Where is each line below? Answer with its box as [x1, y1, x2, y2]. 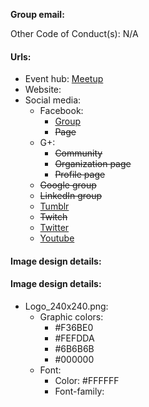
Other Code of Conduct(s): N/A [10, 28, 139, 39]
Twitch [39, 211, 68, 223]
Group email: [10, 9, 65, 20]
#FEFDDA [54, 332, 95, 344]
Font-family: [54, 385, 105, 397]
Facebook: [39, 105, 84, 117]
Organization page [54, 158, 132, 170]
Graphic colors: [39, 311, 104, 323]
